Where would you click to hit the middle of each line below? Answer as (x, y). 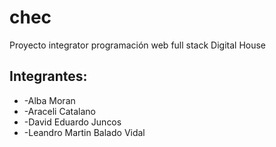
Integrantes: (48, 76)
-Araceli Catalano (59, 111)
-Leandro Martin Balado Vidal (84, 132)
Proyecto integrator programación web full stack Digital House (138, 45)
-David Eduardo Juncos (72, 122)
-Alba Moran (49, 100)
